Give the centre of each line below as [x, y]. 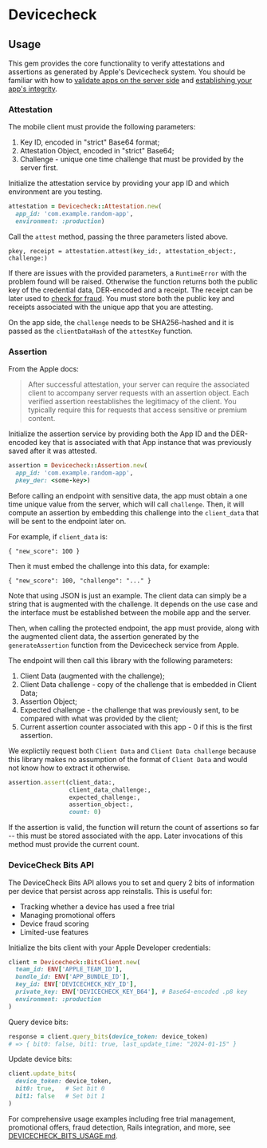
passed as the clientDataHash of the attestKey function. [100, 331]
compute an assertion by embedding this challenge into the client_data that [133, 512]
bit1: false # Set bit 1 [60, 1096]
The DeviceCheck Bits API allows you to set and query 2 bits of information [132, 882]
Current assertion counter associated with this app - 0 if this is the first [136, 727]
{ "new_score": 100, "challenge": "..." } [80, 581]
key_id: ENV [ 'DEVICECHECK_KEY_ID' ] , [76, 984]
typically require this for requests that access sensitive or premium [137, 410]
